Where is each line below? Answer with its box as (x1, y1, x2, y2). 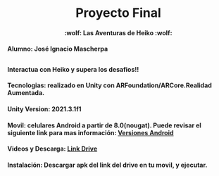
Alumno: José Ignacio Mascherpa (7, 44, 108, 54)
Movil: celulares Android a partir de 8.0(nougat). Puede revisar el (7, 121, 202, 130)
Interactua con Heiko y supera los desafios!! (7, 65, 139, 73)
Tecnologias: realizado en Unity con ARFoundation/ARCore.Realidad (7, 81, 213, 89)
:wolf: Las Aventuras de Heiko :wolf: (64, 28, 173, 37)
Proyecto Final (75, 5, 162, 21)
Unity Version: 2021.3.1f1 (7, 104, 82, 113)
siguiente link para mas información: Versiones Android (7, 128, 174, 137)
